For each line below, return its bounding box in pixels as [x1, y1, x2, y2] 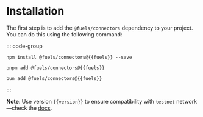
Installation [6, 4, 65, 18]
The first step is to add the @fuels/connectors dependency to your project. [6, 24, 193, 32]
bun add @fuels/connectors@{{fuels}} [6, 75, 102, 81]
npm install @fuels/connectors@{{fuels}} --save [6, 54, 132, 60]
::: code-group [6, 42, 43, 50]
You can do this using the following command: [6, 30, 123, 38]
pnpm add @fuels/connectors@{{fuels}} [6, 65, 105, 71]
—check [6, 104, 27, 112]
